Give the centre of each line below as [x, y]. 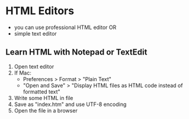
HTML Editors [40, 11]
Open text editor [34, 66]
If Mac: [23, 73]
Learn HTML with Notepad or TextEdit [76, 52]
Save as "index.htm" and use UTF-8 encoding [70, 104]
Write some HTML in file [44, 98]
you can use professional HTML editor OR [65, 27]
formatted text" [41, 91]
